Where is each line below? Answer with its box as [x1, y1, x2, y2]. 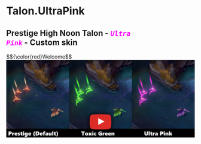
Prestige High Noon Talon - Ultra [6, 28, 131, 38]
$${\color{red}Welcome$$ [6, 53, 72, 60]
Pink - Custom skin [6, 37, 78, 47]
